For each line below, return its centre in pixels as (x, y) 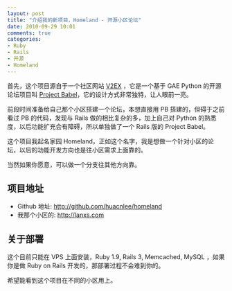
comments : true (29, 33)
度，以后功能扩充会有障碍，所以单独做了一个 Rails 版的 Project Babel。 (108, 126)
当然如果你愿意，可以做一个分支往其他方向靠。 (74, 164)
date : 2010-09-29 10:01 (42, 26)
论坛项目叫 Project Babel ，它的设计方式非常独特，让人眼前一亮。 (100, 94)
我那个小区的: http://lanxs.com (61, 215)
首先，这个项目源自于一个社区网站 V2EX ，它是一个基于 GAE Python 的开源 (114, 86)
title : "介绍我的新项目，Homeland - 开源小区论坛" (74, 20)
